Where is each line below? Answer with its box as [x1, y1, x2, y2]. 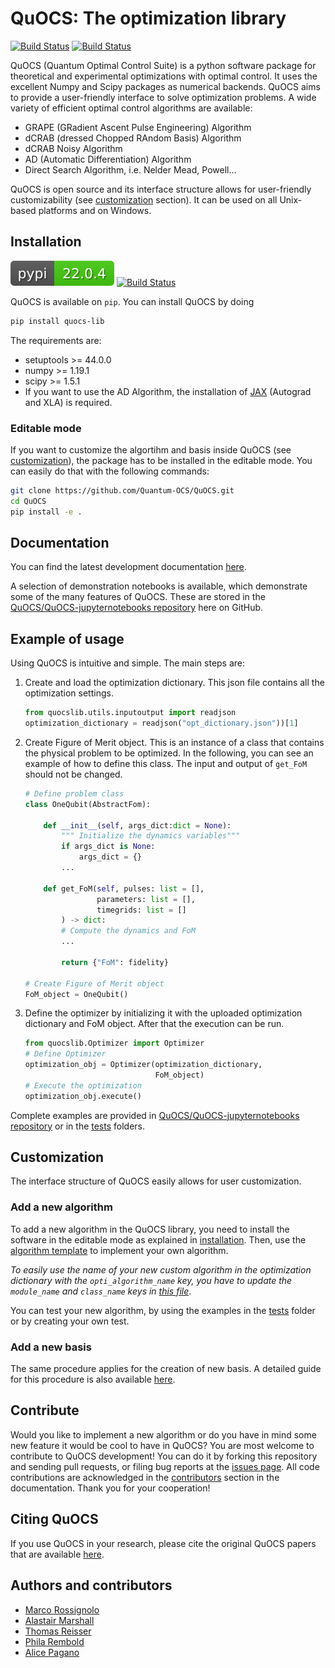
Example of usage [10, 630, 125, 647]
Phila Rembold [24, 1635, 85, 1647]
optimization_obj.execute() [24, 1091, 142, 1101]
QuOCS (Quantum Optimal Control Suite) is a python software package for [10, 59, 317, 71]
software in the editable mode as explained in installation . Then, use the [10, 1233, 307, 1246]
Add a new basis [10, 1340, 92, 1354]
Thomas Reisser [24, 1625, 92, 1637]
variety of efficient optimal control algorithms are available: [10, 102, 253, 114]
